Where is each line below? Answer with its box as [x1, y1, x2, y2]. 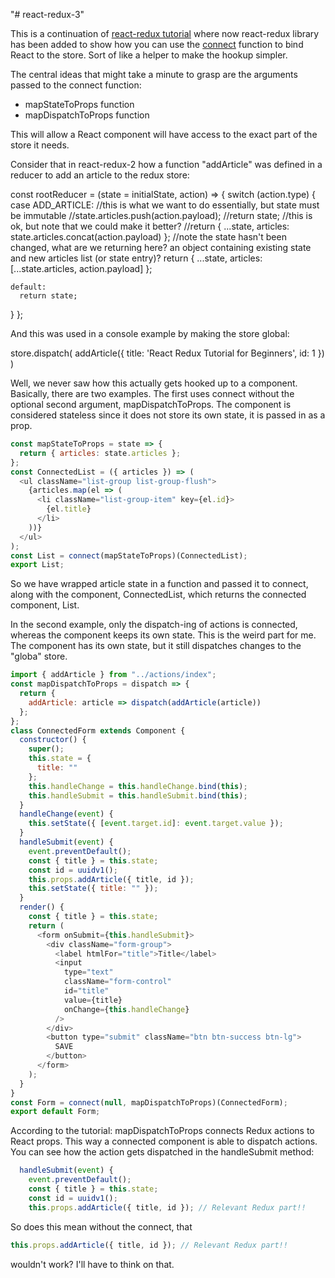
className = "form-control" [63, 977, 172, 987]
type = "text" [63, 967, 114, 978]
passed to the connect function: [10, 79, 142, 91]
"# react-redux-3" [10, 9, 85, 20]
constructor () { [19, 735, 87, 745]
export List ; [10, 560, 65, 570]
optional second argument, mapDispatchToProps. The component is [10, 399, 292, 410]
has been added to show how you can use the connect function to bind [10, 39, 304, 50]
